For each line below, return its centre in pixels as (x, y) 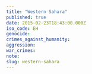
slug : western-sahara (33, 61)
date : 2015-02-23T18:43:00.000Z (46, 23)
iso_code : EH (22, 28)
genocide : (18, 34)
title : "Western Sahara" (37, 12)
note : (13, 56)
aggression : (21, 45)
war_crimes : (21, 51)
